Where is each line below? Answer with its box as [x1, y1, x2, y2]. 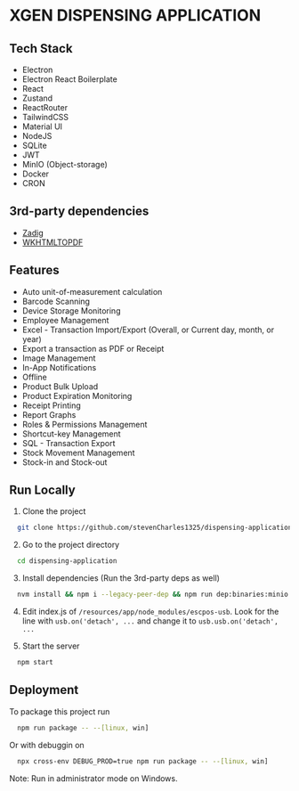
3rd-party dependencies [9, 204, 149, 219]
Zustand [21, 93, 53, 103]
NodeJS [21, 131, 53, 141]
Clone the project [21, 506, 86, 517]
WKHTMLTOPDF [21, 237, 84, 248]
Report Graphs [21, 409, 77, 420]
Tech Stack [9, 41, 73, 56]
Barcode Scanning [21, 296, 91, 306]
